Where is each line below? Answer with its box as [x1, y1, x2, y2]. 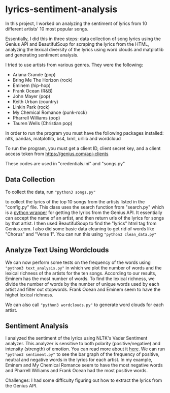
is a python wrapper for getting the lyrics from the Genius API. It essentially [5, 209, 162, 216]
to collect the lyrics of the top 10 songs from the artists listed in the [5, 198, 145, 204]
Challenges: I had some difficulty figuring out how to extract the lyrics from [5, 377, 162, 383]
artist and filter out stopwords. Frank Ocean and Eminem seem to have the [5, 286, 161, 292]
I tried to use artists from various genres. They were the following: [5, 62, 143, 68]
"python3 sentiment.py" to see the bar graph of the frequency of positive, [5, 351, 160, 357]
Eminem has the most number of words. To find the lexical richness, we [5, 276, 155, 282]
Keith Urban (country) [12, 98, 58, 105]
